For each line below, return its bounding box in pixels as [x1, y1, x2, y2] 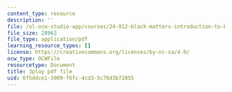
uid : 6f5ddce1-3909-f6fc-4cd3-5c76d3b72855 [7, 74, 135, 82]
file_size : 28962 [7, 29, 57, 37]
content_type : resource [7, 10, 76, 17]
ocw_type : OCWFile [7, 55, 60, 62]
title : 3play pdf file [7, 68, 72, 75]
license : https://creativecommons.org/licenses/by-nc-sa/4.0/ [7, 49, 190, 56]
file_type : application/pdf [7, 36, 88, 43]
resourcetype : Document [7, 62, 76, 68]
